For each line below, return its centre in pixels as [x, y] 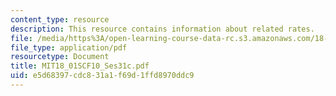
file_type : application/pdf [69, 47]
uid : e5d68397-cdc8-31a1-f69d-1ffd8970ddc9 [102, 76]
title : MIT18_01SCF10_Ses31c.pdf [80, 66]
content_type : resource [60, 19]
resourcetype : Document [60, 57]
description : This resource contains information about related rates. [162, 29]
